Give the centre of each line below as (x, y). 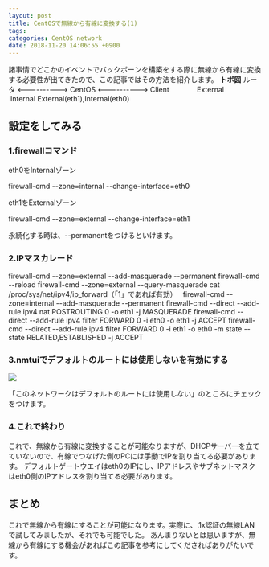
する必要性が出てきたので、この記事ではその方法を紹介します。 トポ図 (125, 80)
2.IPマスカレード (41, 258)
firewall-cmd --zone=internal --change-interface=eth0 (99, 186)
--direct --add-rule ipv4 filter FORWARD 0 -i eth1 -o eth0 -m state (133, 329)
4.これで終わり (37, 427)
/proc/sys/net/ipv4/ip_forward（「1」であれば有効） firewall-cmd (116, 294)
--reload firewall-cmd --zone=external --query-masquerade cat (114, 285)
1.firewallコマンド (43, 151)
